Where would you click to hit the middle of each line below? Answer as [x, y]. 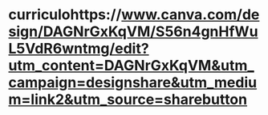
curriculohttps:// [65, 15]
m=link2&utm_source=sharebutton [128, 99]
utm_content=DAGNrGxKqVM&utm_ [131, 66]
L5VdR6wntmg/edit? [79, 49]
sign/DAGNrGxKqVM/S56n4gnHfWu [133, 32]
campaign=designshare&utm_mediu [133, 83]
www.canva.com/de [191, 15]
